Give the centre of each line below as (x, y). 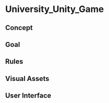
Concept (19, 28)
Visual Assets (27, 78)
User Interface (28, 96)
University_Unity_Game (55, 9)
